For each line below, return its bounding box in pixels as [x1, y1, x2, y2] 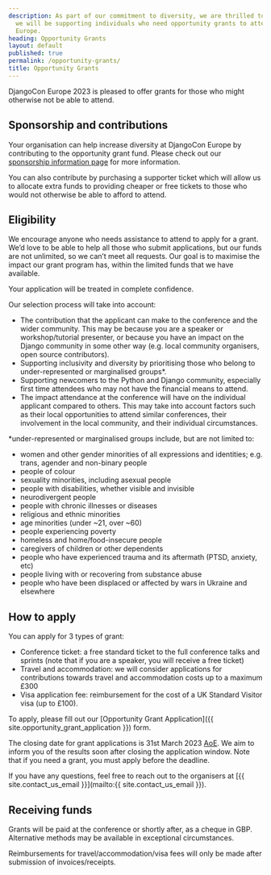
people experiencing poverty [19, 527, 117, 536]
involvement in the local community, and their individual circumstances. [19, 419, 258, 428]
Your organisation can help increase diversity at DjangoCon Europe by [8, 140, 242, 149]
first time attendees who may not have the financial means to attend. [19, 384, 248, 394]
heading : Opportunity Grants [8, 34, 106, 43]
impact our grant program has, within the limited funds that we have [8, 260, 234, 270]
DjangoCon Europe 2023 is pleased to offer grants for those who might [8, 86, 244, 96]
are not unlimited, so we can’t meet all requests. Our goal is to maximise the [8, 252, 261, 261]
